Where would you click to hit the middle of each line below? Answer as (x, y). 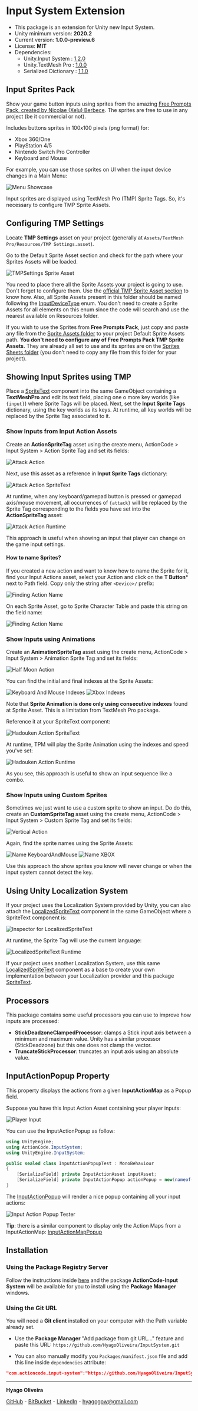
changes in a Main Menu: (37, 176)
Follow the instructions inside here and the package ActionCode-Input (92, 1280)
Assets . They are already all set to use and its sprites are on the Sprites (93, 346)
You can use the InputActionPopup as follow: (61, 1131)
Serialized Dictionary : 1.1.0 (56, 71)
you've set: (20, 751)
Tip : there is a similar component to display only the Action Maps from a (94, 1225)
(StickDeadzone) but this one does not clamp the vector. (83, 1045)
